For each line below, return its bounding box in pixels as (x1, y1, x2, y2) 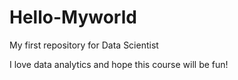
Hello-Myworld (9, 6, 137, 29)
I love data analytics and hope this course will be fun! (9, 58, 229, 70)
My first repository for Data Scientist (9, 39, 159, 51)
